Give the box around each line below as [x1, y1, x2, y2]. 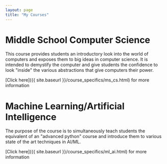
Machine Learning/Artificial [5, 100, 125, 112]
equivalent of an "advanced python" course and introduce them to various [5, 133, 162, 140]
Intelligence [5, 111, 57, 123]
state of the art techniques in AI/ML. [5, 139, 81, 145]
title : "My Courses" [5, 12, 50, 17]
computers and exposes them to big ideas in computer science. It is [5, 57, 148, 63]
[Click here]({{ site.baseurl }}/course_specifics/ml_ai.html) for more [5, 149, 147, 155]
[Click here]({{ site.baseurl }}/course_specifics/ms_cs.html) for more [5, 77, 150, 83]
